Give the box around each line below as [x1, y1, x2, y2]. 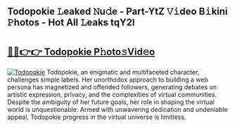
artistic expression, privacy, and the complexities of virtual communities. [7, 91, 217, 98]
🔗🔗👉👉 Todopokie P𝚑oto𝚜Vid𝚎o [7, 46, 155, 58]
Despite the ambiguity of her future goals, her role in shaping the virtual [7, 98, 215, 106]
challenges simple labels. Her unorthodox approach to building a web [7, 75, 209, 84]
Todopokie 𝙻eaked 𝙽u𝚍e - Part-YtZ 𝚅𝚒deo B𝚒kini [7, 6, 228, 18]
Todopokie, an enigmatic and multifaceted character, [46, 68, 200, 76]
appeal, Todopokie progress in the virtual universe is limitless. [7, 113, 186, 121]
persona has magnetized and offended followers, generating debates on [7, 83, 217, 91]
